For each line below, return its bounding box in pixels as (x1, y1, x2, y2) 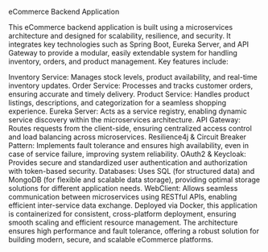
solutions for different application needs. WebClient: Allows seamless (8, 184, 238, 192)
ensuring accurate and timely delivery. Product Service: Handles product (8, 89, 249, 99)
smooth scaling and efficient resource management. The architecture (8, 217, 238, 227)
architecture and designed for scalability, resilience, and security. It (8, 31, 231, 40)
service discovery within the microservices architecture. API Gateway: (8, 115, 241, 124)
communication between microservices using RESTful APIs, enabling (8, 192, 237, 201)
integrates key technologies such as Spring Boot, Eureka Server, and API (8, 39, 249, 49)
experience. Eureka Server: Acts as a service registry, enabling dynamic (8, 106, 248, 116)
